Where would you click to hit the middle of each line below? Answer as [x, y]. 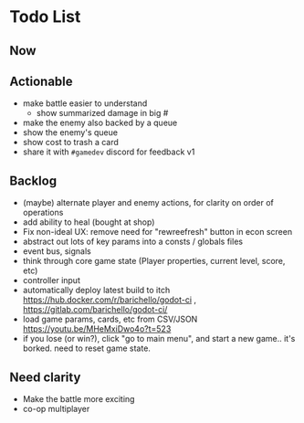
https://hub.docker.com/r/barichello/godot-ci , [110, 300]
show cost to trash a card [70, 143]
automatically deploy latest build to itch [96, 291]
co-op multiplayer [56, 409]
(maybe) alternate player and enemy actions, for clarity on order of [148, 203]
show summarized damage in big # [102, 113]
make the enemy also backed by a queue [100, 123]
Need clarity [45, 377]
